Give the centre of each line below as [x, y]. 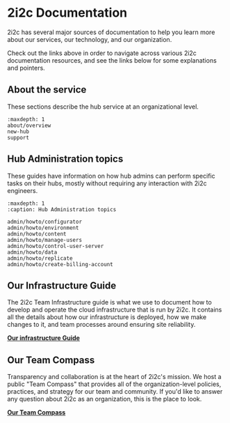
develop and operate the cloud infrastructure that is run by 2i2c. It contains [115, 310]
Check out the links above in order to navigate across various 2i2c [102, 53]
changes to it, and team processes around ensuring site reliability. [101, 325]
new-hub [18, 131]
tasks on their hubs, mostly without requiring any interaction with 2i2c [107, 183]
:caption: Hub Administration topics [62, 209]
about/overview [29, 125]
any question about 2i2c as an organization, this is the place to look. [105, 399]
